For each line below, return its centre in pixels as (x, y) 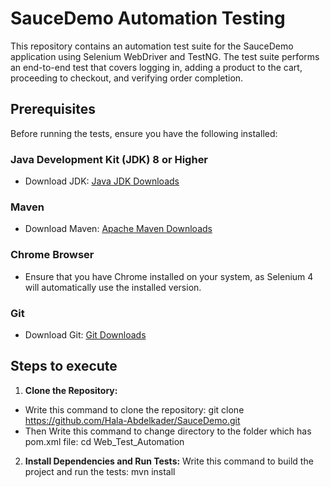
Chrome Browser (52, 255)
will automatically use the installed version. (113, 287)
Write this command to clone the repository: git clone (134, 409)
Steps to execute (64, 366)
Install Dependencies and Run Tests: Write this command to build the (169, 461)
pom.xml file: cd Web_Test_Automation (104, 441)
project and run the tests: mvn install (100, 471)
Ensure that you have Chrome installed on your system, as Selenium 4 (169, 276)
